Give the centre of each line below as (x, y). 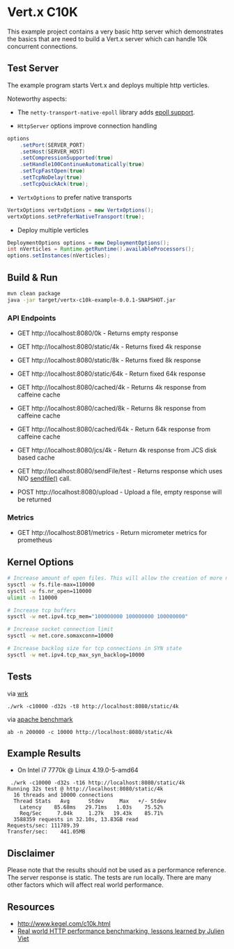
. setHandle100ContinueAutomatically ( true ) (82, 165)
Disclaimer (31, 853)
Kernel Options (41, 562)
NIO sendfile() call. (44, 478)
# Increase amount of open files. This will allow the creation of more (115, 578)
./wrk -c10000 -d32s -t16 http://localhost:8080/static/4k (98, 783)
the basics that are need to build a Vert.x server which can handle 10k (107, 38)
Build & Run (32, 278)
